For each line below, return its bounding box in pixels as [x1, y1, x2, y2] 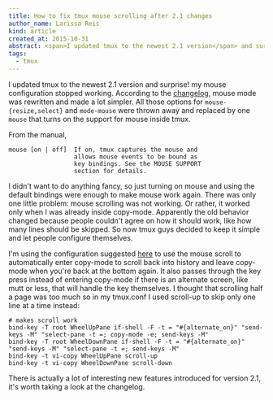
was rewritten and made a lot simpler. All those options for [8, 97, 203, 107]
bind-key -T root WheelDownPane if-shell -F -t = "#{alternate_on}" [8, 337, 245, 346]
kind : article [8, 27, 57, 35]
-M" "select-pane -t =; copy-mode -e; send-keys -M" [26, 330, 209, 338]
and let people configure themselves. [8, 233, 133, 242]
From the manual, [8, 129, 67, 139]
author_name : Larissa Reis [8, 20, 100, 28]
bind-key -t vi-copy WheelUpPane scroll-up [8, 351, 158, 360]
